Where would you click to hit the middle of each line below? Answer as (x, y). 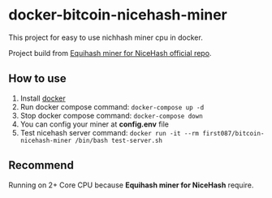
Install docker (43, 98)
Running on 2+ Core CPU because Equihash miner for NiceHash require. (131, 185)
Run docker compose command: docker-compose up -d (112, 106)
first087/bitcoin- (233, 133)
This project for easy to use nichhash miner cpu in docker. (106, 37)
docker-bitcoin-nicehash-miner (118, 15)
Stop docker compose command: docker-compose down (111, 115)
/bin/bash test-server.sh (119, 140)
